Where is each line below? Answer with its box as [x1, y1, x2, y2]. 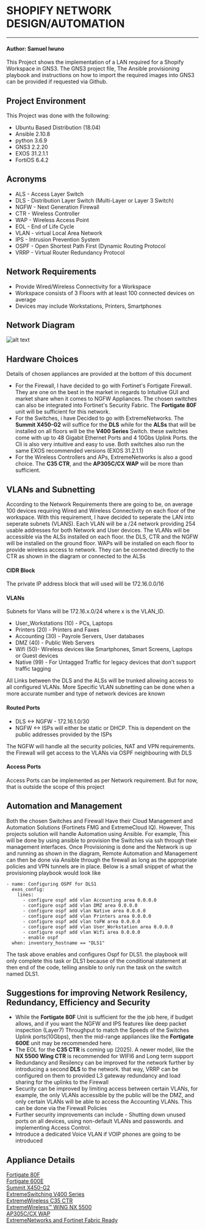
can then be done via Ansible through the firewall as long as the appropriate [6, 856, 197, 863]
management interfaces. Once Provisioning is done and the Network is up [6, 843, 192, 851]
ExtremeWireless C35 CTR [6, 1197, 73, 1204]
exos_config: [12, 886, 45, 892]
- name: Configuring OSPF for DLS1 [6, 881, 97, 887]
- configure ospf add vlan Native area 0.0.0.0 [22, 908, 146, 914]
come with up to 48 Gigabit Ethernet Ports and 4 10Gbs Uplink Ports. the [15, 434, 198, 441]
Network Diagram [6, 319, 75, 330]
